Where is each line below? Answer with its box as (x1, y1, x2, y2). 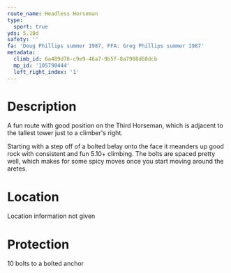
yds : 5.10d (7, 29, 39, 37)
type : (7, 17, 23, 24)
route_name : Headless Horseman (7, 10, 98, 17)
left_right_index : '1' (13, 68, 80, 75)
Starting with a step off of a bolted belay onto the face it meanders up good (7, 142, 225, 150)
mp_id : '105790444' (13, 62, 70, 69)
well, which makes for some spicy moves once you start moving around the (7, 157, 225, 166)
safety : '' (7, 36, 39, 43)
